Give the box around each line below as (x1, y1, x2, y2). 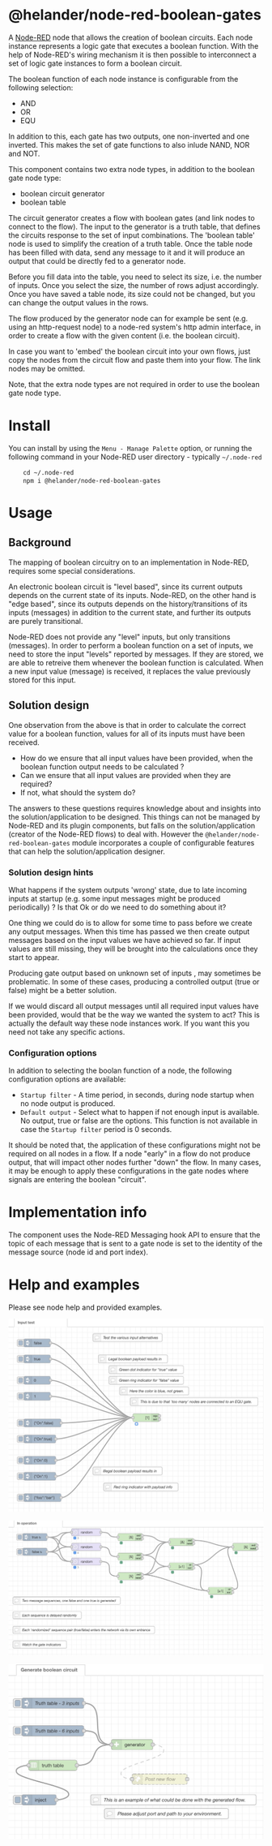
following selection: (8, 83, 74, 93)
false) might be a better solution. (8, 985, 117, 995)
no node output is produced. (19, 1099, 116, 1108)
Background (8, 536, 71, 549)
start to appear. (8, 952, 60, 962)
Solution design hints (8, 867, 94, 878)
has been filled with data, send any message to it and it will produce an (8, 247, 245, 257)
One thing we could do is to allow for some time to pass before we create (8, 918, 253, 927)
